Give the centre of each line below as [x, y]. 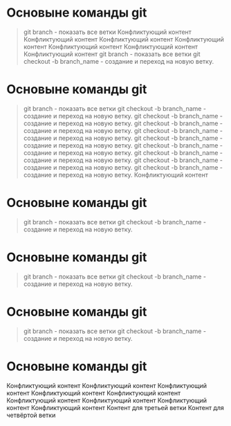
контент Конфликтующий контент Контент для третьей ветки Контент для [115, 407]
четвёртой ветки [31, 415]
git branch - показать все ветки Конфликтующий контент [107, 32]
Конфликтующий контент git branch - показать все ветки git [112, 54]
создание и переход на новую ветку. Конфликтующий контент [116, 175]
